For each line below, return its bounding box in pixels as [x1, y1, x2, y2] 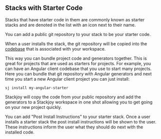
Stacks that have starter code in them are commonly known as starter [5, 17, 145, 22]
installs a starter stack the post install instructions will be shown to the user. [5, 119, 157, 124]
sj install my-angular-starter [5, 85, 69, 90]
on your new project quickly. [5, 104, 62, 110]
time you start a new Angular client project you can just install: [5, 76, 130, 82]
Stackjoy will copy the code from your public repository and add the [5, 94, 141, 100]
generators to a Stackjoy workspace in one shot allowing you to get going [5, 99, 153, 105]
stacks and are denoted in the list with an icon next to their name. [5, 22, 136, 28]
